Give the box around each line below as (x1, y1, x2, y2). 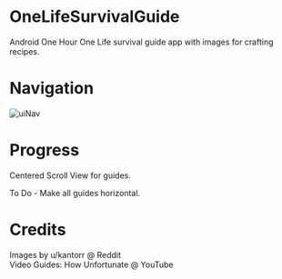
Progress (9, 140, 80, 161)
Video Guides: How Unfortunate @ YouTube (9, 259, 175, 270)
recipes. (9, 45, 40, 56)
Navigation (9, 78, 94, 99)
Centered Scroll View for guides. (9, 170, 132, 181)
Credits (9, 220, 66, 240)
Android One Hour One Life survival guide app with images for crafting (9, 36, 274, 47)
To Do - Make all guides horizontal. (9, 187, 141, 198)
